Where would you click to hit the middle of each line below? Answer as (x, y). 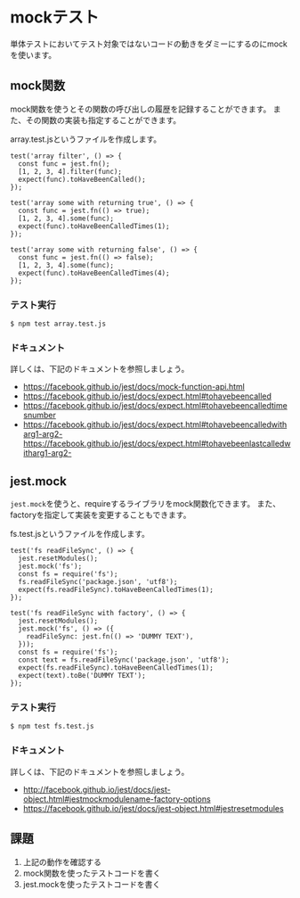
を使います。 (33, 54)
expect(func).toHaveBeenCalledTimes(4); (94, 273)
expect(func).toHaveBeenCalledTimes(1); (94, 226)
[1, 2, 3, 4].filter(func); (70, 171)
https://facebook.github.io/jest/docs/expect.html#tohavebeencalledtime (155, 406)
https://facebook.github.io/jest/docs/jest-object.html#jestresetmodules (153, 808)
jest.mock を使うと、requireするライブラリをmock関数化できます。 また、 (146, 504)
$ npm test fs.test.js (52, 727)
